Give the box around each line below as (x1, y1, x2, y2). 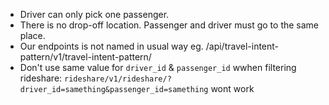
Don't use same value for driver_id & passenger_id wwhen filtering (19, 62, 297, 73)
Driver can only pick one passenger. (19, 9, 170, 20)
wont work (210, 83, 255, 94)
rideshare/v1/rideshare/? (64, 74, 172, 84)
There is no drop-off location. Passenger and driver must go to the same (19, 19, 320, 31)
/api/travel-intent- (205, 40, 280, 52)
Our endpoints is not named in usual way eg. (19, 40, 204, 52)
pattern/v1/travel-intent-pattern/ (19, 51, 152, 63)
